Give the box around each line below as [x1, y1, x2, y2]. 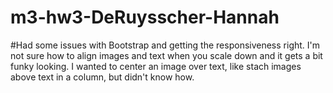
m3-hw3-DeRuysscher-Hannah [10, 6, 280, 29]
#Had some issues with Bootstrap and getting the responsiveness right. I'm [10, 39, 321, 51]
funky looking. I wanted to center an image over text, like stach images [10, 60, 302, 72]
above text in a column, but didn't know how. [10, 71, 195, 83]
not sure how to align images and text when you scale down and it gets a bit [10, 49, 323, 61]
